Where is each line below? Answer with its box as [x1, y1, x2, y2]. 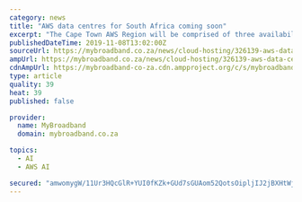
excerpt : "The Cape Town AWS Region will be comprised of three [9, 30, 255, 39]
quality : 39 [9, 80, 54, 89]
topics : [9, 145, 39, 155]
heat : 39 [9, 88, 42, 97]
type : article [9, 72, 63, 81]
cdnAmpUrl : [9, 64, 50, 73]
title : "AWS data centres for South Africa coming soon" [9, 22, 227, 31]
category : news [9, 13, 67, 22]
